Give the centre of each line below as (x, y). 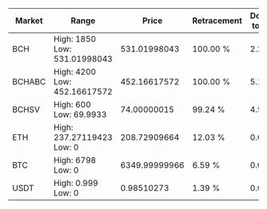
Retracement (217, 21)
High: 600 (72, 104)
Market (29, 21)
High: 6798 (75, 160)
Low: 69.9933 (80, 114)
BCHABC (29, 81)
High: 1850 (75, 39)
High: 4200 (75, 72)
